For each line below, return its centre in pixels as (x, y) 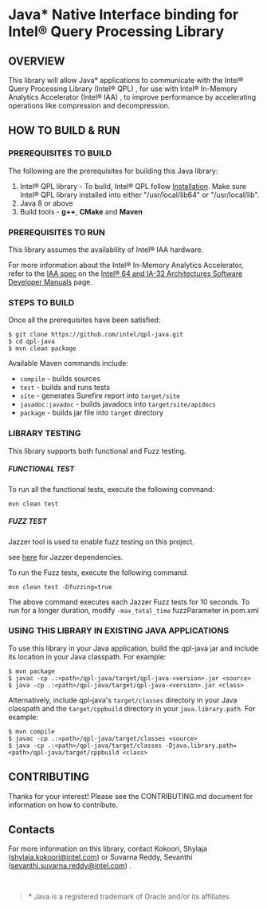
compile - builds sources (60, 379)
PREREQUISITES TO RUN (57, 232)
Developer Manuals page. (51, 281)
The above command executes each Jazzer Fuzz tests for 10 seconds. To (129, 602)
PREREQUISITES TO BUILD (60, 153)
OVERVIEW (37, 61)
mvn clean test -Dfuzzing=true (60, 587)
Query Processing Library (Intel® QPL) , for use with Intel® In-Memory (123, 89)
